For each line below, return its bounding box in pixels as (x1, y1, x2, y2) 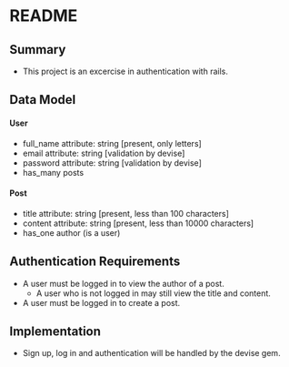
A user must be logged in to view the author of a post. (22, 278, 224, 289)
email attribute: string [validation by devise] (22, 148, 185, 158)
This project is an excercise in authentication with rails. (22, 66, 229, 76)
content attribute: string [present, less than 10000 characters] (22, 218, 254, 229)
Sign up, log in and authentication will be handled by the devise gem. (22, 348, 281, 359)
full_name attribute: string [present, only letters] (22, 138, 202, 148)
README (9, 5, 78, 26)
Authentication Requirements (9, 254, 181, 270)
